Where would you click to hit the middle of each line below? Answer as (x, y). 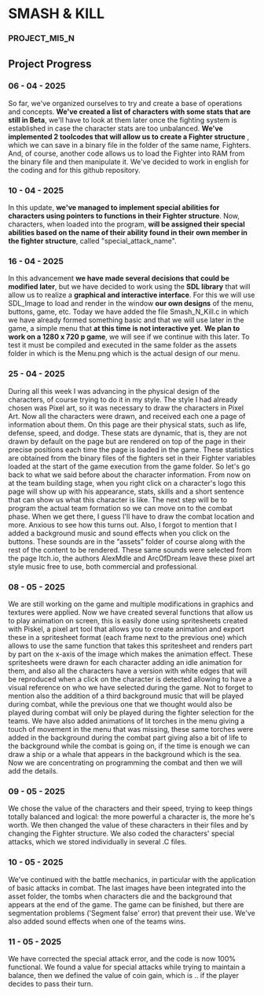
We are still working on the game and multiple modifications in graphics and (131, 604)
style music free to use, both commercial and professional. (103, 566)
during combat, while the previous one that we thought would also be (121, 704)
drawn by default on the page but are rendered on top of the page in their (127, 441)
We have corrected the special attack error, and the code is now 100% (122, 958)
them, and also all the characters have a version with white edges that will (128, 671)
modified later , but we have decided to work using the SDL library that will (129, 287)
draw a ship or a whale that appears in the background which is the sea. (125, 754)
